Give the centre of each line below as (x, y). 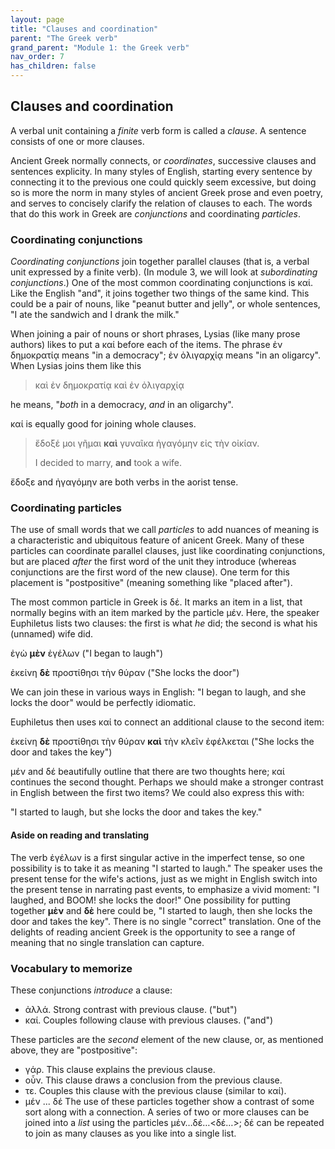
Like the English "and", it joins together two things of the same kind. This (160, 293)
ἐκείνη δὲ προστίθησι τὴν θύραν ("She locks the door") (125, 673)
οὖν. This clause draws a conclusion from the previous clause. (153, 1080)
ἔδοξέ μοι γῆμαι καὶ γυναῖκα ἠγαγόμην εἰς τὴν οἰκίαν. (147, 443)
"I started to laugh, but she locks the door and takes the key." (136, 812)
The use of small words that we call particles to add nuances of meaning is (165, 530)
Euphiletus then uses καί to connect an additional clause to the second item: (167, 722)
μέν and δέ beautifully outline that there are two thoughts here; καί (147, 772)
